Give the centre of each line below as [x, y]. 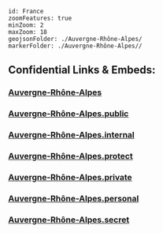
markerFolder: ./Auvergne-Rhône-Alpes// [76, 46]
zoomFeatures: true [40, 18]
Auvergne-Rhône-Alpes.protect [70, 156]
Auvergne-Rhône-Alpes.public [69, 114]
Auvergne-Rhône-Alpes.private [70, 177]
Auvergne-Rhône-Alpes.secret [69, 220]
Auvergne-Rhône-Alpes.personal [74, 198]
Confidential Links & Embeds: [82, 70]
